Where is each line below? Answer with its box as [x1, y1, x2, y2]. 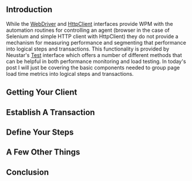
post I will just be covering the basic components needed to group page [6, 64, 180, 71]
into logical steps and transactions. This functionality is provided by [6, 45, 170, 52]
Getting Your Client [6, 88, 78, 98]
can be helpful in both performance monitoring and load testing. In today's [6, 58, 186, 65]
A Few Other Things [6, 147, 80, 157]
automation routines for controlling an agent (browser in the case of [6, 26, 170, 33]
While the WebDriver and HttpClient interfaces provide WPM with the [6, 20, 173, 27]
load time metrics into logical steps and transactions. [6, 70, 134, 77]
